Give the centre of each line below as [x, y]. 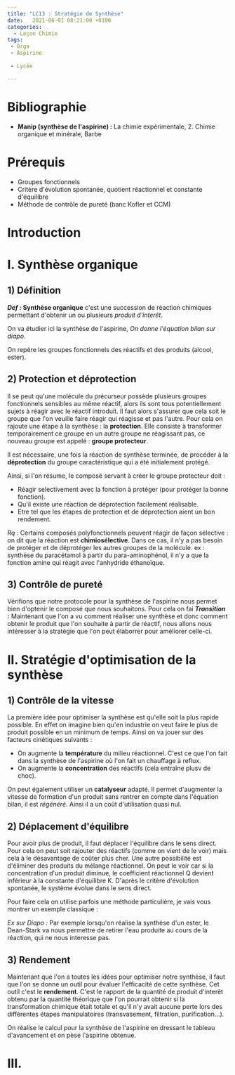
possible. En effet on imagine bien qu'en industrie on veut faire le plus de [113, 725]
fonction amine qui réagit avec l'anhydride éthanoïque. [86, 562]
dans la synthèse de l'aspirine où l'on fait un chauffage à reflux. [109, 761]
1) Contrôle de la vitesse [61, 700]
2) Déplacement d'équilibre [68, 826]
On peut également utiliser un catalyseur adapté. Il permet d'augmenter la [115, 789]
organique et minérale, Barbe [59, 133]
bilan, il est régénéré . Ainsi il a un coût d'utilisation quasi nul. [94, 804]
